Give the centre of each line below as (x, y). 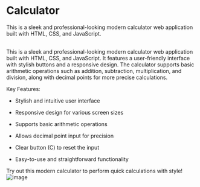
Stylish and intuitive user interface (57, 101)
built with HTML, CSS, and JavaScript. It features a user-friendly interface (98, 58)
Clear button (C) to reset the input (57, 147)
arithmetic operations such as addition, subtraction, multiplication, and (94, 71)
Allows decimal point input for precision (64, 136)
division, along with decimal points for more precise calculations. (87, 77)
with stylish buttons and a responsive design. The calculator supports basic (100, 65)
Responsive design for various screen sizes (69, 112)
